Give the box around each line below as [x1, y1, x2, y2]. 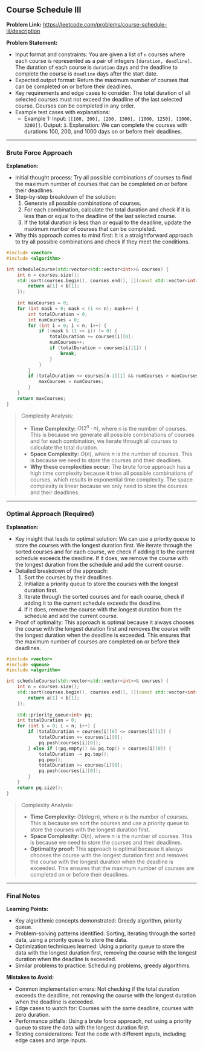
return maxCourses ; [17, 395, 66, 401]
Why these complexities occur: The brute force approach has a [30, 463, 191, 471]
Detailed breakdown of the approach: [14, 567, 108, 575]
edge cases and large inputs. [14, 1036, 88, 1044]
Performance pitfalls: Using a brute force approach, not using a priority [14, 1017, 192, 1025]
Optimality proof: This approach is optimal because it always [30, 845, 183, 852]
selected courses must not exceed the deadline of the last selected [14, 95, 182, 103]
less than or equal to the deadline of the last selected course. [24, 213, 177, 220]
